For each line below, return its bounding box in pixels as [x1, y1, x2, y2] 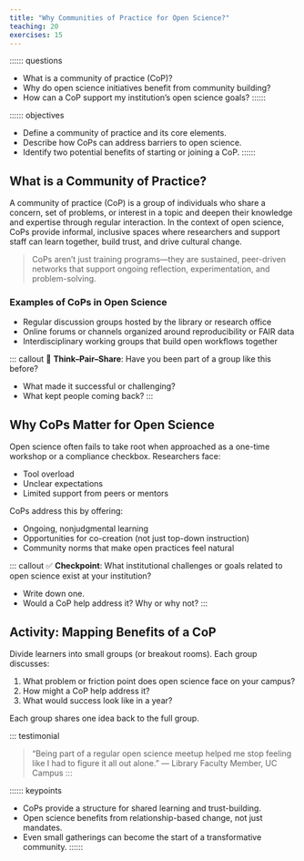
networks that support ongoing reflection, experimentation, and [31, 263, 270, 274]
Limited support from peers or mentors [22, 488, 169, 499]
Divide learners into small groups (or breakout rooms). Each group [9, 649, 258, 660]
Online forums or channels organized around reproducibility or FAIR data [22, 326, 295, 337]
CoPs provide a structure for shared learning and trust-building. [22, 803, 262, 814]
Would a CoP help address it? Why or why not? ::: [22, 598, 208, 609]
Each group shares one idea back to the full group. [9, 712, 200, 724]
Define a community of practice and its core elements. [22, 128, 228, 138]
